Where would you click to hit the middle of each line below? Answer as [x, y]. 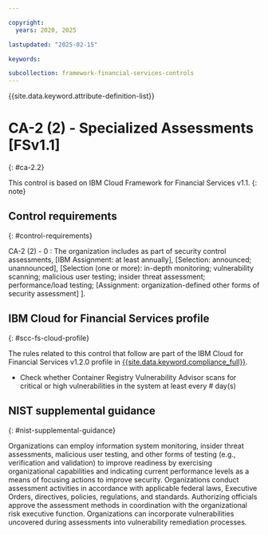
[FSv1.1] [34, 145]
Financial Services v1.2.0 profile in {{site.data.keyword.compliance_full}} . [128, 362]
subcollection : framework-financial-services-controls [101, 73]
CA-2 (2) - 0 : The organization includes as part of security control [117, 251]
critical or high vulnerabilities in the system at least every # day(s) [128, 386]
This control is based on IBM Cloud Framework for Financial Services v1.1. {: [133, 183]
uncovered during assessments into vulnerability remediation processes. [128, 522]
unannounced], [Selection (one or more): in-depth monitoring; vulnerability [131, 267]
